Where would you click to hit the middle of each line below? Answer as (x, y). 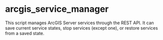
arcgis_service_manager (57, 9)
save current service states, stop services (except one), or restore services (81, 28)
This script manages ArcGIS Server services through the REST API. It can (80, 23)
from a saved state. (25, 33)
